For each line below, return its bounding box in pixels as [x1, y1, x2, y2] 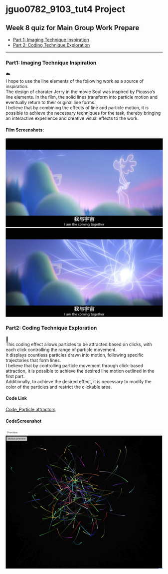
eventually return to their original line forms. [5, 99, 96, 106]
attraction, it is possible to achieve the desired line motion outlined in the [5, 368, 155, 374]
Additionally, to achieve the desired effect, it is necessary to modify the [5, 378, 152, 384]
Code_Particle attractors [5, 407, 56, 412]
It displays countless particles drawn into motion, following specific [5, 352, 144, 358]
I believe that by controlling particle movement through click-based [5, 362, 144, 369]
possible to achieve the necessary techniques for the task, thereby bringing [5, 110, 161, 116]
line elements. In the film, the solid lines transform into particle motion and [5, 94, 158, 100]
